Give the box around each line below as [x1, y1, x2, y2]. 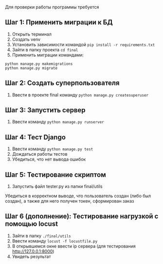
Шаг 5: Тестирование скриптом [5, 170, 106, 179]
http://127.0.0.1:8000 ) [12, 248, 54, 254]
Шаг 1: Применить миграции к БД [5, 18, 113, 26]
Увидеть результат [12, 253, 51, 259]
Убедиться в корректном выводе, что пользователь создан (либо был [5, 193, 151, 199]
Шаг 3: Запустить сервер [5, 106, 86, 114]
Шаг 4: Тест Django [5, 133, 66, 141]
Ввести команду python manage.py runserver [12, 119, 104, 125]
